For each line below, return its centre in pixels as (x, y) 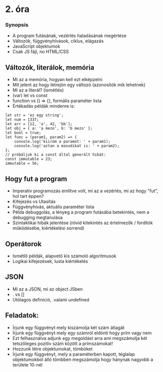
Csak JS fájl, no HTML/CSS (40, 52)
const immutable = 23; (29, 159)
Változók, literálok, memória (50, 67)
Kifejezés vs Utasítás (34, 202)
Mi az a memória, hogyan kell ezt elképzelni (57, 80)
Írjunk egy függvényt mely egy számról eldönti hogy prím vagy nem (82, 333)
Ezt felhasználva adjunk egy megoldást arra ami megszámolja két (80, 338)
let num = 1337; (22, 120)
